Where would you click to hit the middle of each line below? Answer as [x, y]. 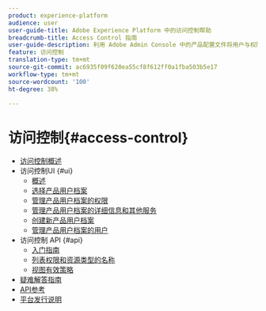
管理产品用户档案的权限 [70, 201]
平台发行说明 [40, 300]
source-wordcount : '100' [49, 82]
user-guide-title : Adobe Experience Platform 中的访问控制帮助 [110, 30]
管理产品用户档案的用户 [70, 230]
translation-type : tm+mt [49, 60]
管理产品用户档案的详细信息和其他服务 [94, 210]
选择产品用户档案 [59, 191]
